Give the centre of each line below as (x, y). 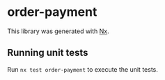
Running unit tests (48, 53)
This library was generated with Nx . (58, 31)
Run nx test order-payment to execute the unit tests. (82, 69)
